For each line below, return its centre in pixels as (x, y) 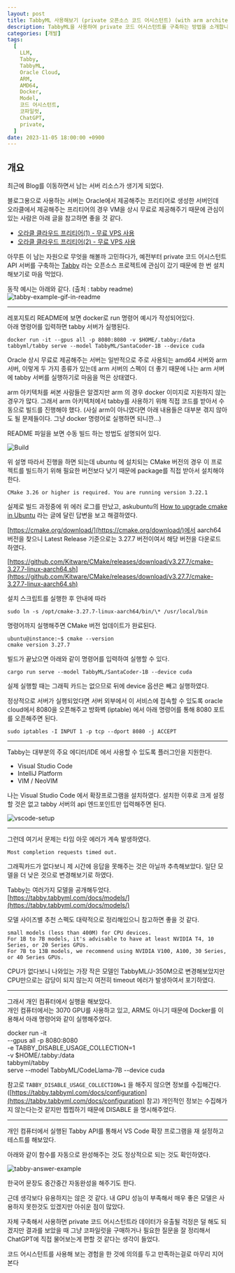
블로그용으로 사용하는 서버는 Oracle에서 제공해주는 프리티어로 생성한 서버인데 (113, 201)
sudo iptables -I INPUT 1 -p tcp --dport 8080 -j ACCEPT (92, 732)
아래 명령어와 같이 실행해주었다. (69, 1019)
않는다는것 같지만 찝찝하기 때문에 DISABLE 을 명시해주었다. (95, 1110)
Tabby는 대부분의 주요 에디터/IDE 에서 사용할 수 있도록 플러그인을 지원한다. (110, 752)
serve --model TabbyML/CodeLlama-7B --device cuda (86, 1070)
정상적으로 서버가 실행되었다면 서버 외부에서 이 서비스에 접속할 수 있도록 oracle (115, 701)
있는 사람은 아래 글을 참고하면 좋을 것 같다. (65, 218)
